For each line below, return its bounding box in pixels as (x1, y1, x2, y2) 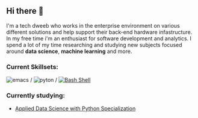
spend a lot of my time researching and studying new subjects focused (6, 41, 182, 48)
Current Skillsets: (6, 63, 59, 71)
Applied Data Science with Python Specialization (14, 105, 136, 112)
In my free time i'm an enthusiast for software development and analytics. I (6, 34, 191, 42)
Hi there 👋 (6, 6, 44, 16)
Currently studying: (6, 92, 65, 100)
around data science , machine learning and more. (6, 48, 132, 55)
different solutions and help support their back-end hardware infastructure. (6, 28, 193, 36)
